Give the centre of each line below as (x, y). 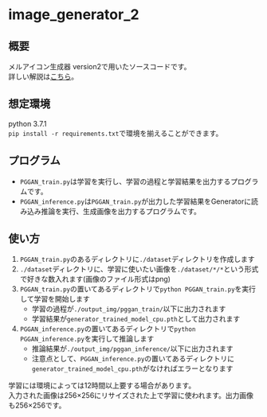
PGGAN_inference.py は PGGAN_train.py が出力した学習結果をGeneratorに (135, 201)
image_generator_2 (74, 15)
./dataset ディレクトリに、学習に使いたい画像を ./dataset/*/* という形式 (139, 269)
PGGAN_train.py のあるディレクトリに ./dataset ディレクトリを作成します (137, 259)
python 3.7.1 (27, 123)
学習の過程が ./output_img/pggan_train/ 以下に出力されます (129, 309)
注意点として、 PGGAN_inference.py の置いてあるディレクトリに (133, 359)
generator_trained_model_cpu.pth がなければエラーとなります (132, 368)
